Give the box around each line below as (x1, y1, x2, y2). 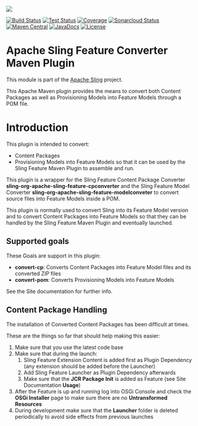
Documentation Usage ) (23, 382, 81, 389)
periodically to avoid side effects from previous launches (14, 413, 154, 420)
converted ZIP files (14, 270, 61, 277)
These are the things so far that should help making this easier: (6, 332, 160, 339)
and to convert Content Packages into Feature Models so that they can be (6, 212, 187, 220)
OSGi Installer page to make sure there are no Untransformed (14, 394, 168, 401)
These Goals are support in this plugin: (6, 252, 101, 259)
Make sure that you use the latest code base (14, 344, 123, 351)
